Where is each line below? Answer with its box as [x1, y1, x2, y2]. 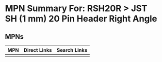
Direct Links [23, 47, 52, 53]
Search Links [56, 47, 88, 53]
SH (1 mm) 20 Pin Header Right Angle [5, 13, 158, 24]
